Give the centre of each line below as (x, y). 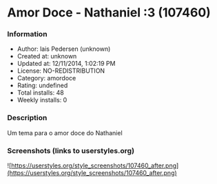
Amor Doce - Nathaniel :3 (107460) (109, 13)
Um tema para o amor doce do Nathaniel (65, 133)
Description (27, 118)
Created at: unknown (47, 56)
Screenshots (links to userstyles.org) (71, 150)
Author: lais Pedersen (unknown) (64, 49)
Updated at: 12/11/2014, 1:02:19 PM (66, 64)
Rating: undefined (42, 85)
